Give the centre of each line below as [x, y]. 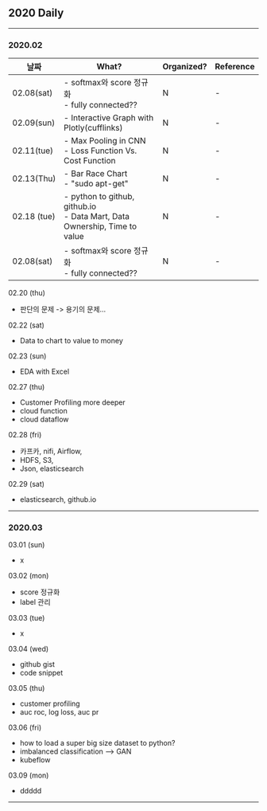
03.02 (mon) [29, 576]
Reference [235, 67]
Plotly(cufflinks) [93, 128]
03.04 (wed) [29, 649]
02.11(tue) [33, 151]
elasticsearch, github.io [58, 500]
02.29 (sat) [27, 484]
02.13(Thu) [34, 178]
